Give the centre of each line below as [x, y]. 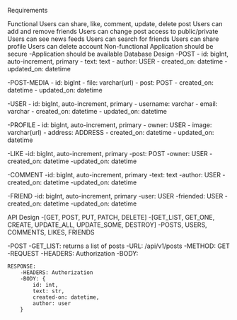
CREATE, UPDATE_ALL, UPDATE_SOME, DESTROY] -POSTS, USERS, [107, 225]
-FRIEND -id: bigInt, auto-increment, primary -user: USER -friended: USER [115, 196]
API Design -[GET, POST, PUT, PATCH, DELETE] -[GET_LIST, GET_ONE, [111, 217]
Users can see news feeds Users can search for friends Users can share [113, 39]
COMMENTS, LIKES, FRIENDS [51, 232]
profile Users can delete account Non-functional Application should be [110, 46]
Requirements [28, 10]
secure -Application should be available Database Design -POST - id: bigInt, [118, 54]
